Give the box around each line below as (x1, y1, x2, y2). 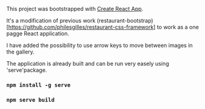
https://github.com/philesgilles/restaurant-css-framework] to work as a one (8, 24, 199, 30)
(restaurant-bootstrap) (97, 17, 154, 24)
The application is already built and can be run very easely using (6, 60, 170, 67)
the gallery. (6, 48, 35, 55)
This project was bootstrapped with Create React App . (6, 5, 144, 12)
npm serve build (6, 96, 55, 103)
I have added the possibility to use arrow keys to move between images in (6, 42, 193, 49)
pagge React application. (6, 30, 69, 37)
